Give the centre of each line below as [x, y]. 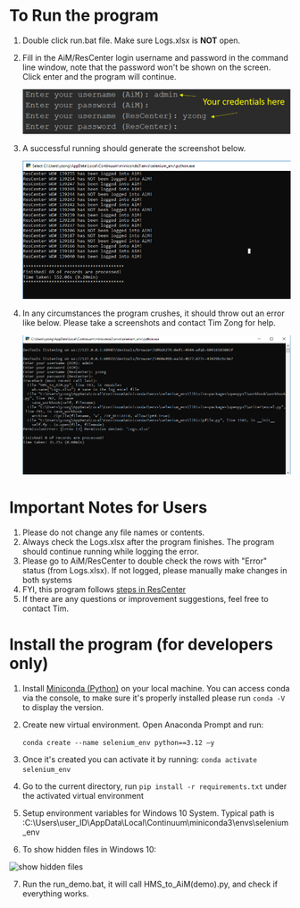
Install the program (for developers [142, 645]
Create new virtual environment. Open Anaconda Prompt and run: [143, 725]
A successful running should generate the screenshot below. [134, 149]
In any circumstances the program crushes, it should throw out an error [153, 313]
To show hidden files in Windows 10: [89, 849]
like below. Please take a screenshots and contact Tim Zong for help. [149, 323]
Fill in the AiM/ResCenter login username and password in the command [155, 57]
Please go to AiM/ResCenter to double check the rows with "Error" [145, 561]
